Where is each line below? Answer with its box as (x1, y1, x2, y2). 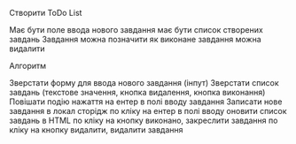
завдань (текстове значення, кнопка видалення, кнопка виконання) (9, 87, 266, 97)
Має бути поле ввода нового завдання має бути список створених (9, 25, 263, 34)
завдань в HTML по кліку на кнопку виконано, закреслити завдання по (9, 115, 278, 125)
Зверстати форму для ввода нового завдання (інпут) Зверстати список (9, 78, 279, 87)
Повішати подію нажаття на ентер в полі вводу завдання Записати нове (9, 96, 283, 107)
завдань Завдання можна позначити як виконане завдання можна (9, 34, 261, 44)
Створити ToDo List (9, 8, 82, 18)
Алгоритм (9, 61, 47, 71)
